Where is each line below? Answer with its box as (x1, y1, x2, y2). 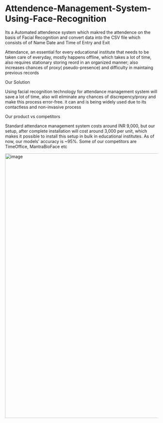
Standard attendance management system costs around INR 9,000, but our (5, 123, 155, 129)
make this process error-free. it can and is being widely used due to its (5, 99, 147, 105)
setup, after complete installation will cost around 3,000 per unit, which (5, 128, 147, 134)
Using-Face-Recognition (5, 13, 107, 24)
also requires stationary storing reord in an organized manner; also (5, 59, 138, 65)
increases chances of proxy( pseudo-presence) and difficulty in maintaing (5, 64, 154, 70)
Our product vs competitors (5, 113, 61, 119)
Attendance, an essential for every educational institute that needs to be (5, 49, 149, 55)
